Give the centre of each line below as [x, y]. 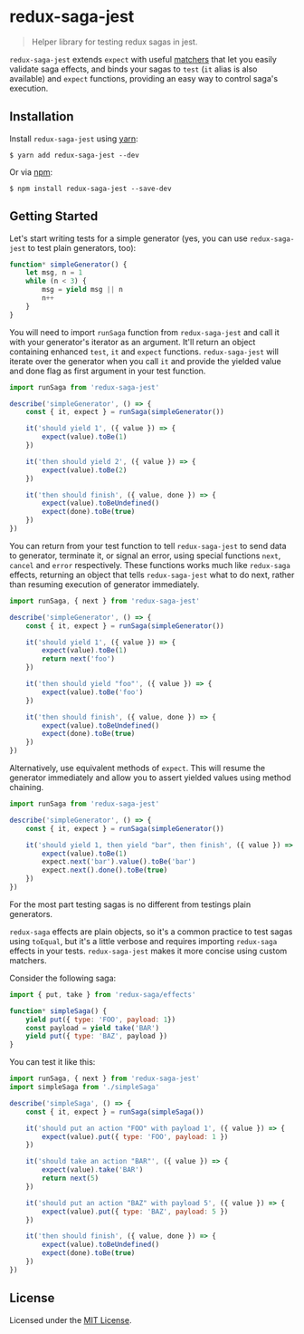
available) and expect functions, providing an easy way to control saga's [144, 78]
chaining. [27, 788]
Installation [42, 116]
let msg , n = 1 [54, 273]
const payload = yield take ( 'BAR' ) [93, 1028]
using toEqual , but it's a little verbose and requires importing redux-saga [143, 941]
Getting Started [54, 216]
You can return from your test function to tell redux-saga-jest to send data [148, 546]
